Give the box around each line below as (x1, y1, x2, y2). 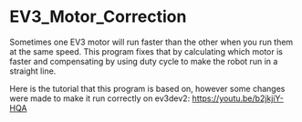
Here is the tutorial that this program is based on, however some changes (9, 83, 286, 94)
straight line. (9, 66, 57, 76)
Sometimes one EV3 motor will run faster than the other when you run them (9, 36, 294, 47)
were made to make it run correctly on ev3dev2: (9, 93, 191, 104)
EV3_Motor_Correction (9, 6, 187, 27)
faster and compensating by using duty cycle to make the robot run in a (9, 56, 278, 66)
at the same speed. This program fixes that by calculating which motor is (9, 46, 283, 56)
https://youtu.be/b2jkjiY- (192, 93, 285, 104)
